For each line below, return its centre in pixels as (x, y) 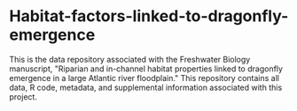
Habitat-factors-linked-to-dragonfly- (149, 16)
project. (23, 96)
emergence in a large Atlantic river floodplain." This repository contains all (144, 78)
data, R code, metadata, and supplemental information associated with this (146, 87)
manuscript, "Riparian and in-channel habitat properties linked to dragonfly (146, 69)
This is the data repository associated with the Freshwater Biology (130, 59)
